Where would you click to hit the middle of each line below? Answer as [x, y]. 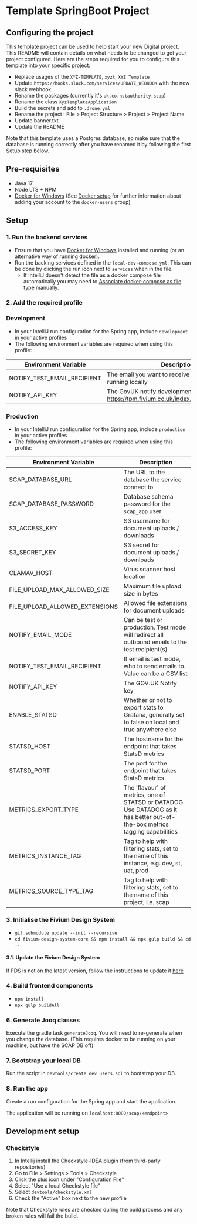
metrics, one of [144, 795]
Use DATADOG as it [150, 810]
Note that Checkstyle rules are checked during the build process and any [94, 1210]
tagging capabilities [150, 832]
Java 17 [24, 183]
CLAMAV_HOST [31, 573]
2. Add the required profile [45, 303]
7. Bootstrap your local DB [43, 1061]
